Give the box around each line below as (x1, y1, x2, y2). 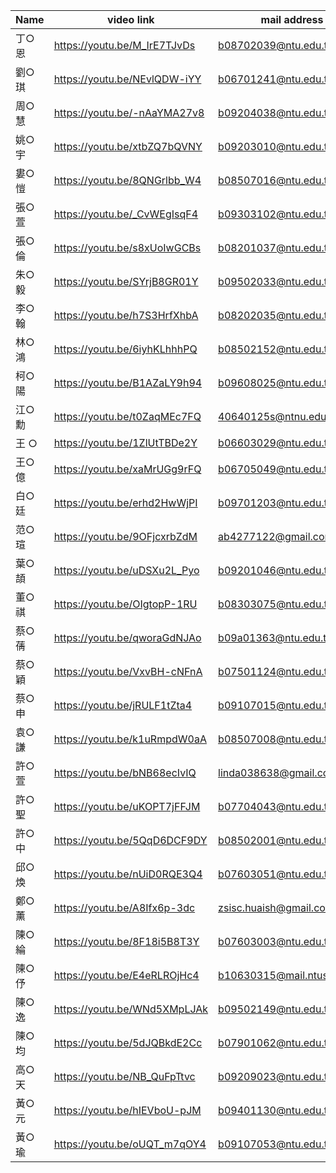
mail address (260, 13, 324, 26)
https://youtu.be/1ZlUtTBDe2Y (53, 436, 198, 449)
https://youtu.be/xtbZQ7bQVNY (53, 140, 203, 153)
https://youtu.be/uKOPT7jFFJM (53, 800, 201, 813)
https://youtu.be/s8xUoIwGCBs (53, 241, 202, 254)
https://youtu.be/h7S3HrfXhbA (53, 309, 199, 322)
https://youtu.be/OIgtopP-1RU (53, 597, 198, 611)
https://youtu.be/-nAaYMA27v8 (53, 106, 205, 119)
